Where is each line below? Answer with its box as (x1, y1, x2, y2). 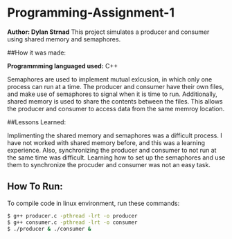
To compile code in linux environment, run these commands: (7, 199, 180, 207)
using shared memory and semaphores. (7, 35, 121, 43)
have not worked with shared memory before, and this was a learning (7, 138, 206, 146)
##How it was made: (7, 48, 66, 57)
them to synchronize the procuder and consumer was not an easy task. (7, 160, 211, 169)
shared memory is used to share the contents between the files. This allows (7, 97, 223, 105)
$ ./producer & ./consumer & (7, 225, 91, 232)
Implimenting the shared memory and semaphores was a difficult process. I (7, 131, 223, 140)
